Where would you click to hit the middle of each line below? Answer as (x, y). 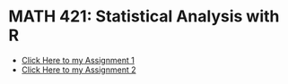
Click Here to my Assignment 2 (79, 70)
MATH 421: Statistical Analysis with (144, 17)
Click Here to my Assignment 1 (78, 60)
